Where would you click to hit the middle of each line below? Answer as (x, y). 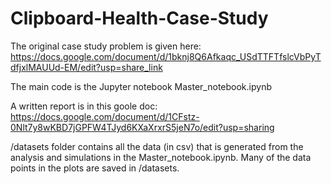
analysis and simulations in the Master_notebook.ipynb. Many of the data (161, 157)
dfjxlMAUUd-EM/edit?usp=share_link (86, 67)
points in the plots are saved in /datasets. (95, 168)
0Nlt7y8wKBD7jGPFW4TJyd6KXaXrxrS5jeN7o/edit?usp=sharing (142, 127)
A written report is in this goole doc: (84, 106)
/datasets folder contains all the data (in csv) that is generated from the (157, 146)
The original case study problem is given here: (106, 46)
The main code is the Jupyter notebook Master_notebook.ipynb (141, 86)
